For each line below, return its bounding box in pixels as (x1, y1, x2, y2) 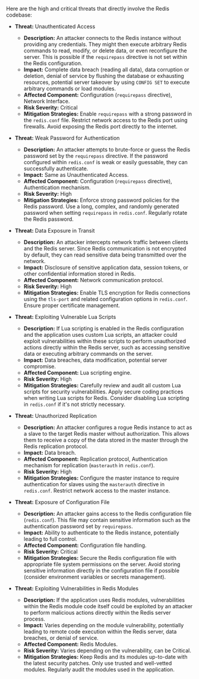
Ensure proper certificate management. (23, 302, 121, 309)
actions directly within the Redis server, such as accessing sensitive (23, 344, 190, 351)
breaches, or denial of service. (23, 634, 99, 642)
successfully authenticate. (23, 165, 89, 172)
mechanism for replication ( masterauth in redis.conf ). (23, 462, 155, 469)
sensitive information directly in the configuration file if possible (23, 567, 180, 574)
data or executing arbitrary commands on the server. (23, 351, 153, 357)
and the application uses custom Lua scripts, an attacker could (23, 331, 178, 338)
